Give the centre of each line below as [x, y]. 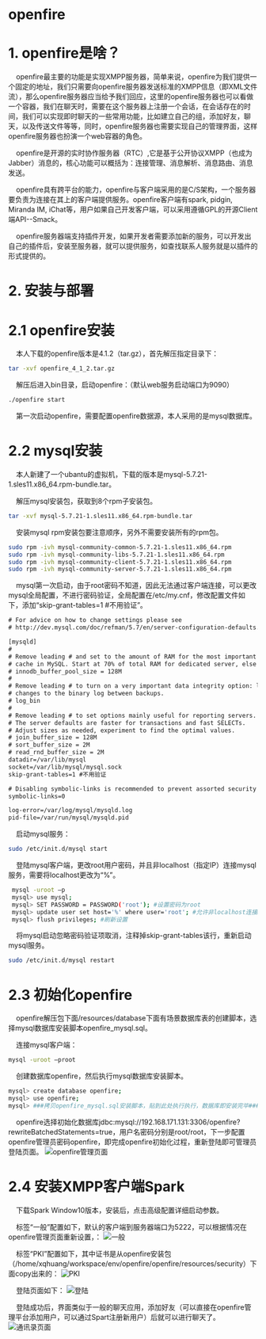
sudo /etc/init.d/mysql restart [61, 960]
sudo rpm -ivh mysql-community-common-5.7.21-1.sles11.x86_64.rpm [120, 547]
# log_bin [25, 701]
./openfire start [37, 400]
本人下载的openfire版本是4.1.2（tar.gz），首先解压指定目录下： [117, 353]
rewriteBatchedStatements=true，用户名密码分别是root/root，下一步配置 [127, 1131]
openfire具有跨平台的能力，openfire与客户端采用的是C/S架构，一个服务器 [136, 190]
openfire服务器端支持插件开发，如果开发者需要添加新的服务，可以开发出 [133, 236]
